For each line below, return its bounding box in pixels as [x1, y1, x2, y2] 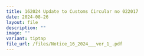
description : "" [6, 24, 46, 31]
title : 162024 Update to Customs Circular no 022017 [6, 8, 139, 15]
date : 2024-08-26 [6, 14, 49, 20]
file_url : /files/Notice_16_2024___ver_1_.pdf [6, 41, 123, 47]
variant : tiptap [6, 36, 46, 41]
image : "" [6, 30, 31, 36]
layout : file [6, 19, 38, 25]
